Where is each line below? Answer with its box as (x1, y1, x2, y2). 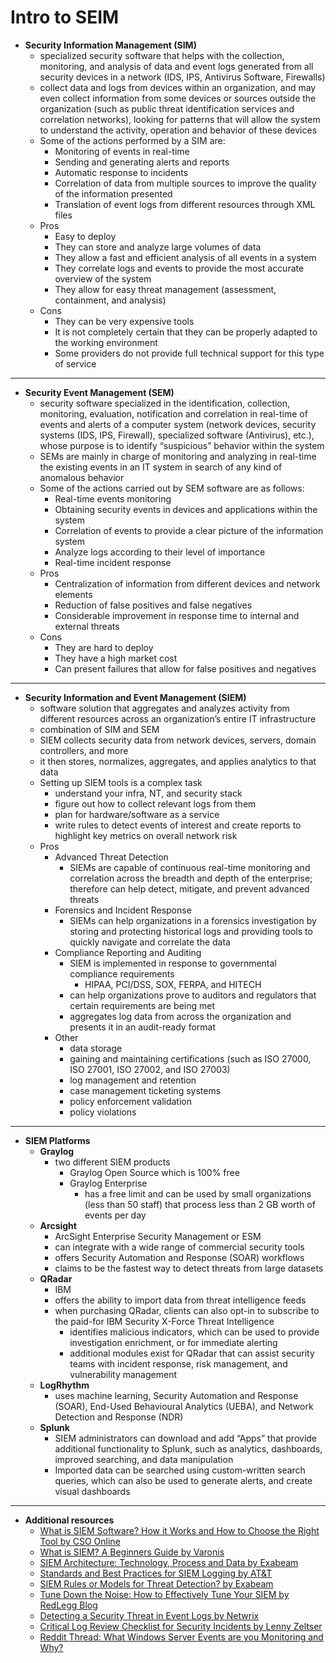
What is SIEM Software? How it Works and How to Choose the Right (39, 1524, 320, 1536)
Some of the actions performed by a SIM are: (39, 134, 226, 146)
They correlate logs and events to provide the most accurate (54, 262, 305, 274)
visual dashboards (54, 1485, 131, 1497)
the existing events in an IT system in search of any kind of (39, 461, 283, 473)
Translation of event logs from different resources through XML (54, 198, 316, 210)
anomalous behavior (39, 471, 125, 483)
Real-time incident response (54, 556, 172, 568)
